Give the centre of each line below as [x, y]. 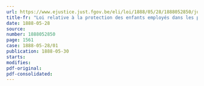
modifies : [19, 62]
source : [16, 29]
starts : [16, 57]
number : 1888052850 [31, 35]
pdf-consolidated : [29, 74]
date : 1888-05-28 [28, 23]
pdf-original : [24, 68]
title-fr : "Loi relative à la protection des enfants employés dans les [100, 18]
